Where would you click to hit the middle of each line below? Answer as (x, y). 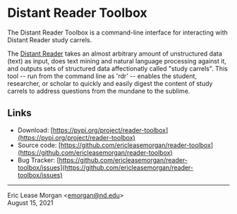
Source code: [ (39, 145)
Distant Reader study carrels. (50, 39)
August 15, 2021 (30, 203)
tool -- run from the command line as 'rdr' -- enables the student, (102, 76)
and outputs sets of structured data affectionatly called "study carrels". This (117, 68)
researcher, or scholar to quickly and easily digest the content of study (110, 83)
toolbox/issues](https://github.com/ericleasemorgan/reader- (105, 168)
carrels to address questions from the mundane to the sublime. (99, 91)
